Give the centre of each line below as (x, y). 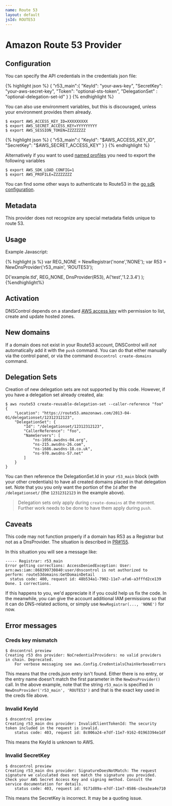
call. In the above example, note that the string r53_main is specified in (79, 684)
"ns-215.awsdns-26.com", (59, 445)
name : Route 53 (21, 10)
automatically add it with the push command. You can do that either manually (86, 350)
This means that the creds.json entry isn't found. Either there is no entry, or (84, 673)
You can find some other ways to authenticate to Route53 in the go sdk (80, 184)
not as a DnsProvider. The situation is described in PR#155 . (67, 542)
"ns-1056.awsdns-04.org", (60, 440)
